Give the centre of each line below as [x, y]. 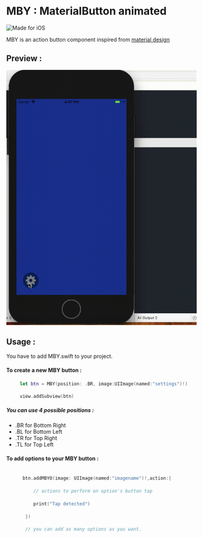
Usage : [21, 342]
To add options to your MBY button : [53, 458]
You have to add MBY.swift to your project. [60, 356]
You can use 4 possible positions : [50, 410]
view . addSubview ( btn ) [47, 397]
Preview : [24, 59]
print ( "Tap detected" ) [62, 504]
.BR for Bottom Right [40, 425]
